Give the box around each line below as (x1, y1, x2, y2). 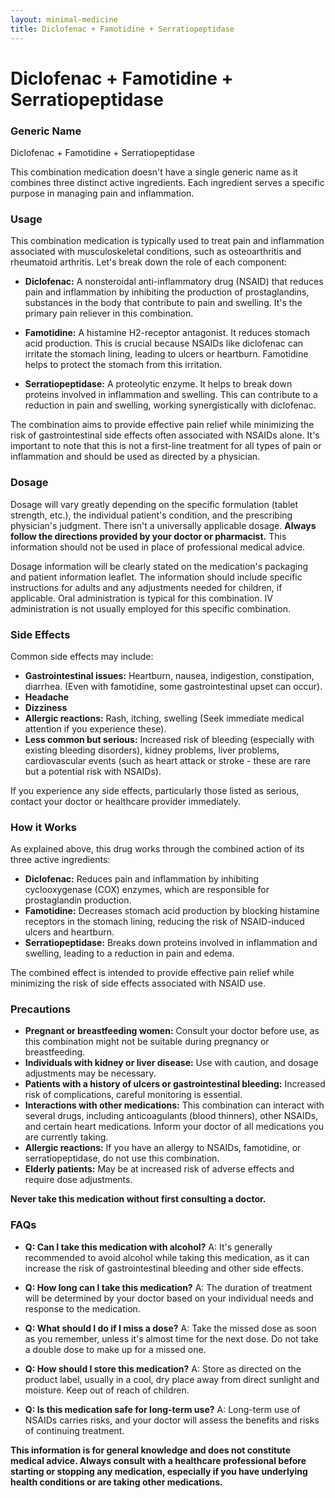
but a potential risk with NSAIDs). (24, 765, 162, 777)
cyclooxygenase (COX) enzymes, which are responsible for (24, 884, 270, 896)
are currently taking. (24, 1131, 109, 1143)
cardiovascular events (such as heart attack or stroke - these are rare (24, 754, 312, 766)
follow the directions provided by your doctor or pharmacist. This (10, 530, 287, 542)
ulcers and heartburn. (24, 926, 115, 938)
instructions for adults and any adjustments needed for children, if (10, 581, 283, 593)
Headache (24, 691, 70, 703)
